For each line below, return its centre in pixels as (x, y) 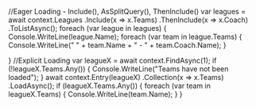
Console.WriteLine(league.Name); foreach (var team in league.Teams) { (125, 36)
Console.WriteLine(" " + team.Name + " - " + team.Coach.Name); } (117, 45)
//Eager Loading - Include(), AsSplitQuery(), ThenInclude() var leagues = (127, 11)
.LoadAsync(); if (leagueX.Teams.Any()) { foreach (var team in (109, 86)
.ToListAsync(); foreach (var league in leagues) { (87, 28)
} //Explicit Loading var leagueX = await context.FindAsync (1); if (112, 60)
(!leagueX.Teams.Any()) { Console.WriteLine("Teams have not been (118, 69)
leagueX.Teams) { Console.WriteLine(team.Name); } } (95, 94)
